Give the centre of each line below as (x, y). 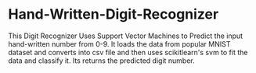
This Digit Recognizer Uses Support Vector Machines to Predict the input (126, 36)
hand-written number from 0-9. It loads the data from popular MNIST (119, 43)
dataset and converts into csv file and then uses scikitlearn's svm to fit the (128, 52)
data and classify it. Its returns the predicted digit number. (101, 61)
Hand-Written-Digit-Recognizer (114, 14)
